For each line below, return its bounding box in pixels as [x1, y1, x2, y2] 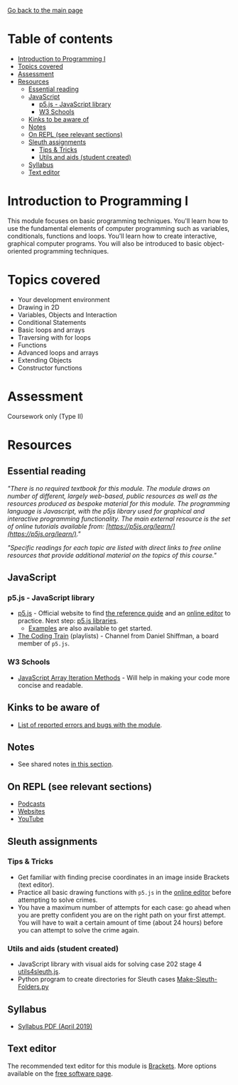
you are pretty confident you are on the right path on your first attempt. [17, 910, 226, 919]
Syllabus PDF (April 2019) [17, 1022, 93, 1030]
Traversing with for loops [17, 333, 91, 341]
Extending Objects [17, 355, 72, 364]
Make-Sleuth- [176, 975, 218, 984]
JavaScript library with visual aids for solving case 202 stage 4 [17, 960, 202, 968]
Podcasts [17, 799, 45, 808]
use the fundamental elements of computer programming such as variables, [7, 224, 229, 232]
